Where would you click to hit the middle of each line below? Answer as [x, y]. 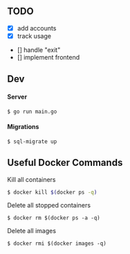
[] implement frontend [48, 57]
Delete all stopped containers [49, 205]
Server [17, 96]
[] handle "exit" [39, 50]
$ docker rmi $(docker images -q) [57, 244]
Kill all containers [31, 179]
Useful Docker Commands [65, 163]
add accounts [37, 28]
